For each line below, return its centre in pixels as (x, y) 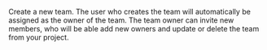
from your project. (39, 37)
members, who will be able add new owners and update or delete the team (134, 29)
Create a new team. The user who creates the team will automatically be (129, 12)
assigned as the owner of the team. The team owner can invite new (121, 20)
